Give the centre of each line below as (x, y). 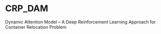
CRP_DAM (27, 8)
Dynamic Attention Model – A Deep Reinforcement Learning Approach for (80, 22)
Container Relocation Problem (36, 27)
